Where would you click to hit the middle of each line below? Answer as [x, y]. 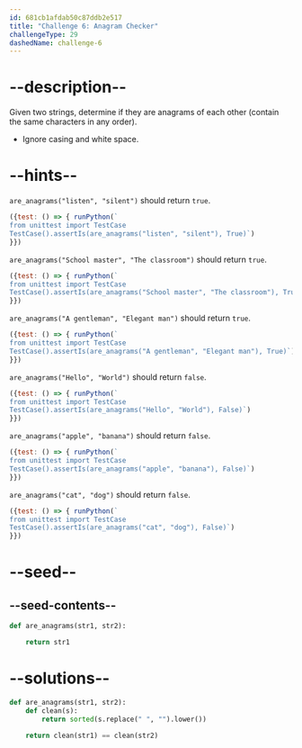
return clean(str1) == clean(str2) [92, 736]
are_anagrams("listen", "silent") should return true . [110, 201]
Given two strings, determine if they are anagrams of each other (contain [144, 113]
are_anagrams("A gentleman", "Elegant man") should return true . [130, 318]
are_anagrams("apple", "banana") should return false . [110, 436]
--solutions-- [60, 678]
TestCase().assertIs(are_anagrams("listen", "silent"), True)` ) [132, 234]
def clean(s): [52, 711]
